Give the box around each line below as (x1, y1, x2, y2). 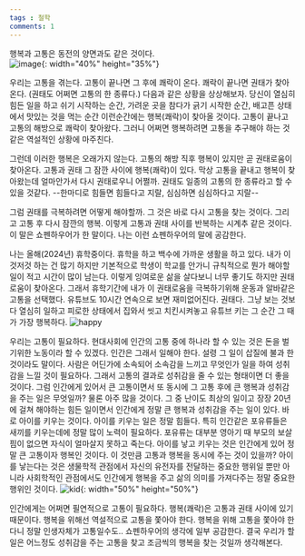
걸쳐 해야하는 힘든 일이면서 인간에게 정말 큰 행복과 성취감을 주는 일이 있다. (18, 403, 280, 414)
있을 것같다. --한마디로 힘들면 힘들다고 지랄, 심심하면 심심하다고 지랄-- (9, 187, 259, 198)
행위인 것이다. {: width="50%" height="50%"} (9, 483, 199, 494)
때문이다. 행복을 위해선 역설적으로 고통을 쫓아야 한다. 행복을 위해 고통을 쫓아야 (9, 514, 286, 525)
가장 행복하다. (18, 316, 68, 327)
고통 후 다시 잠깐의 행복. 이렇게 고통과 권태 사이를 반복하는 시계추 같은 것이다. (18, 217, 292, 228)
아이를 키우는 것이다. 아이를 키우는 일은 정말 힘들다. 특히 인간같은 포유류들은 (18, 415, 288, 426)
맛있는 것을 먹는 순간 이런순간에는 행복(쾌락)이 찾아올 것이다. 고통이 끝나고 (25, 111, 289, 122)
